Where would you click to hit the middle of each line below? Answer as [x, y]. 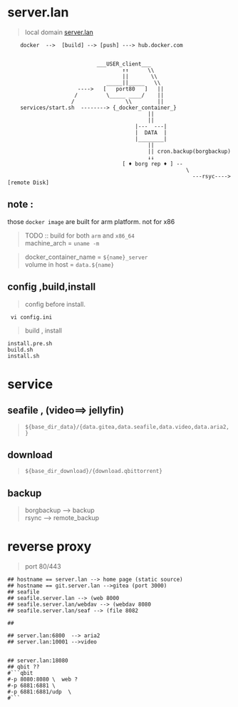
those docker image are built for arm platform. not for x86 [91, 221]
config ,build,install [52, 287]
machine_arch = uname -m [62, 243]
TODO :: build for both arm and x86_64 [80, 235]
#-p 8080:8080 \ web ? [43, 680]
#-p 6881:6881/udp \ [40, 692]
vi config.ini [31, 317]
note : [20, 204]
